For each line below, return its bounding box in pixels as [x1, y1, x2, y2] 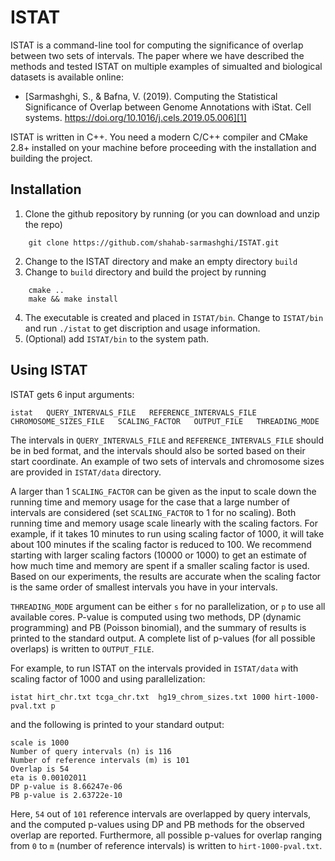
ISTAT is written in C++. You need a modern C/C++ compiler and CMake [10, 131, 308, 143]
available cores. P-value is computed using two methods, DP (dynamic [10, 611, 302, 623]
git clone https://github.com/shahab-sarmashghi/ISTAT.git [28, 237, 280, 248]
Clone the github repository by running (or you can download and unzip [24, 207, 320, 220]
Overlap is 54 [10, 764, 70, 774]
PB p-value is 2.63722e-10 [10, 790, 123, 800]
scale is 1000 [10, 737, 70, 748]
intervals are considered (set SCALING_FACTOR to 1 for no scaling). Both [10, 506, 297, 518]
